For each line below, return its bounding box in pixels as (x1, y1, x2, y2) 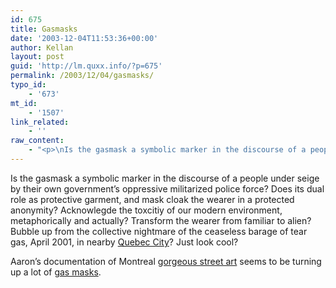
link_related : (10, 117, 70, 127)
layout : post (10, 52, 65, 62)
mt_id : (10, 98, 38, 108)
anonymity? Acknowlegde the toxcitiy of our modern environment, (10, 204, 283, 216)
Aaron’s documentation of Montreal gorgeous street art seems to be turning (10, 255, 322, 267)
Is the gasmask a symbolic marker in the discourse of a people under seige (10, 172, 320, 184)
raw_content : (10, 136, 65, 146)
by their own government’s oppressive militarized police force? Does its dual (10, 182, 325, 195)
